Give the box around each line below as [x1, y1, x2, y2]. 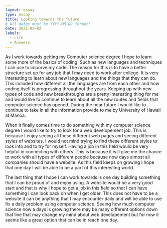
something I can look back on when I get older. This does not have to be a [5, 190, 158, 196]
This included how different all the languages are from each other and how [5, 80, 159, 86]
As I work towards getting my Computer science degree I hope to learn [5, 54, 152, 60]
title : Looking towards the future [5, 17, 80, 22]
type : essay [5, 12, 30, 17]
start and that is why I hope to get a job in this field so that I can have [5, 185, 148, 191]
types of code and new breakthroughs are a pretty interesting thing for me [5, 91, 159, 97]
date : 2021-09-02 [5, 26, 42, 31]
